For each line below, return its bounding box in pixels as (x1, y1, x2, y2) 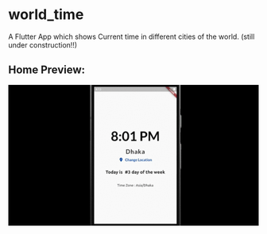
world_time (8, 6, 84, 24)
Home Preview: (8, 63, 86, 77)
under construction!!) (8, 40, 78, 49)
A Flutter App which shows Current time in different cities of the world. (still (8, 32, 255, 41)
